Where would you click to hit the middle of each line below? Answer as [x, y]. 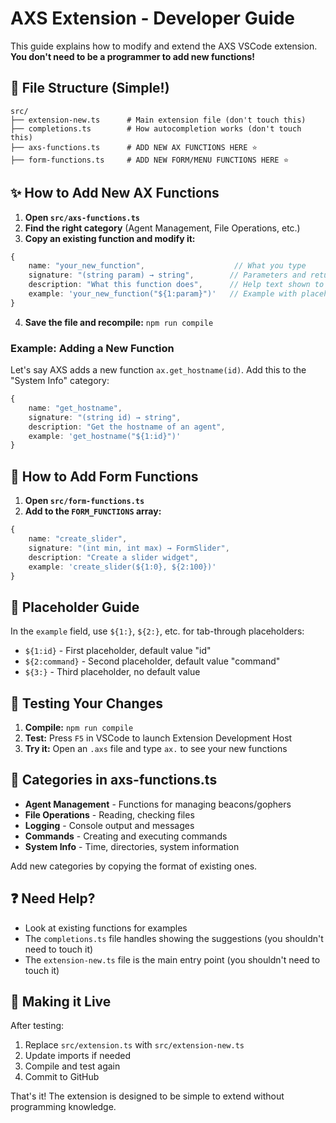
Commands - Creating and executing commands [126, 836]
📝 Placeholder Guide [75, 607]
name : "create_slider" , [78, 539]
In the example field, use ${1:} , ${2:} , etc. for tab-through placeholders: [157, 631]
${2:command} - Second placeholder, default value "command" [152, 661]
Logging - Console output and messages [109, 825]
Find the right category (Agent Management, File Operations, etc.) [162, 228]
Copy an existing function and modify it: [110, 238]
